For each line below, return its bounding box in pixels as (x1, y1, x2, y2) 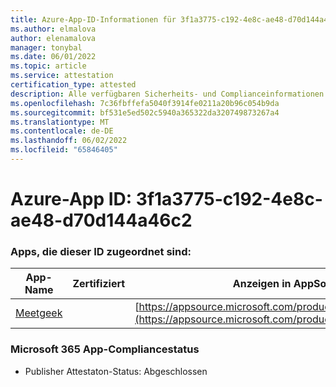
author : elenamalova (10, 33, 97, 43)
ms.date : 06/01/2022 (10, 52, 97, 62)
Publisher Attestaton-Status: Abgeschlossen (24, 365, 208, 377)
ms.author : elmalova (10, 24, 97, 34)
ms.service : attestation (10, 71, 114, 81)
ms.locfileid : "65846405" (10, 145, 118, 155)
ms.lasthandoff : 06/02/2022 (10, 136, 128, 146)
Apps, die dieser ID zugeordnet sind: (10, 244, 192, 258)
